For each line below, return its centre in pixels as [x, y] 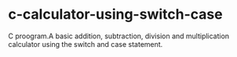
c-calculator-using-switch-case [115, 14]
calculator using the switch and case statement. [86, 44]
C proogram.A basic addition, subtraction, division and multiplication [119, 36]
